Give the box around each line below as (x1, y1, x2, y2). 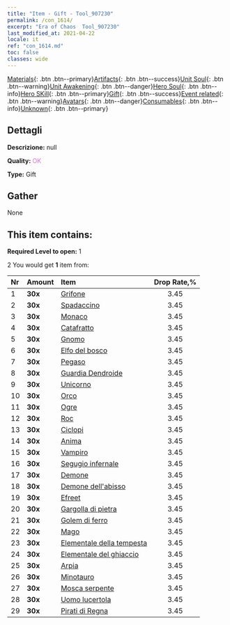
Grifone (60, 289, 86, 299)
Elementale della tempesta (60, 538, 148, 548)
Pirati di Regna (60, 606, 109, 616)
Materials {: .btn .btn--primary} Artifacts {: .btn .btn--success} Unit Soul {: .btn (7, 75, 224, 83)
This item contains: (7, 229, 93, 240)
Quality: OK (7, 156, 42, 164)
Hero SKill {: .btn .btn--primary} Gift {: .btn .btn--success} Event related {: (20, 89, 224, 98)
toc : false (7, 49, 39, 56)
